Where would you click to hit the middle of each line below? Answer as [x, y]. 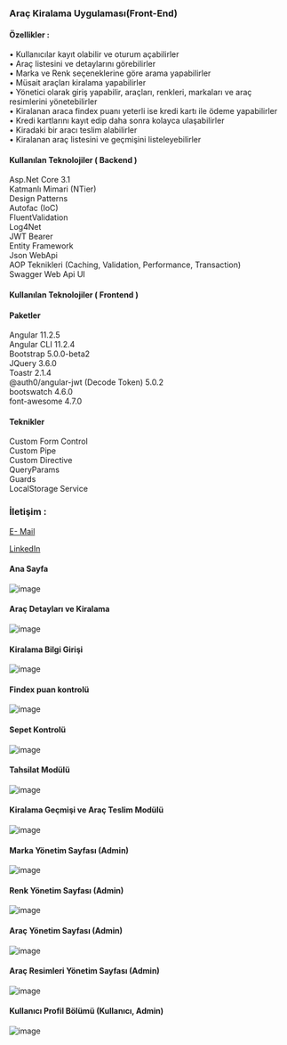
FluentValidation [39, 217]
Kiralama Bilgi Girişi [46, 649]
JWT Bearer [31, 237]
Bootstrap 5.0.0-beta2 [50, 354]
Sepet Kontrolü [38, 730]
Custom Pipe [32, 451]
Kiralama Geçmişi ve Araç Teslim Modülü [87, 810]
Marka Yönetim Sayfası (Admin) [69, 850]
